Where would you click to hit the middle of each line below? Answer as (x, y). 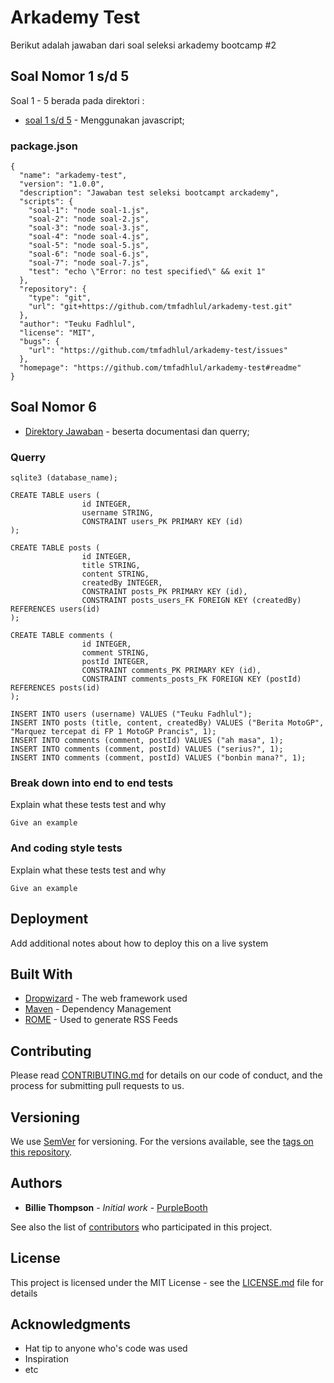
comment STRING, (115, 653)
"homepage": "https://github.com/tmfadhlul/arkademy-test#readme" (160, 368)
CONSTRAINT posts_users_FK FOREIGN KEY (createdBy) (191, 601)
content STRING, (115, 574)
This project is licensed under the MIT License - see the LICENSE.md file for (167, 1282)
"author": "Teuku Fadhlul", (78, 324)
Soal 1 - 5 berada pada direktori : (77, 100)
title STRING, (111, 566)
